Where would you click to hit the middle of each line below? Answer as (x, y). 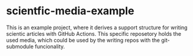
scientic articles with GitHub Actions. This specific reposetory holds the (94, 33)
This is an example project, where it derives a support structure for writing (97, 27)
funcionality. (50, 46)
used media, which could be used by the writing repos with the (83, 40)
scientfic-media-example (70, 11)
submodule (20, 46)
